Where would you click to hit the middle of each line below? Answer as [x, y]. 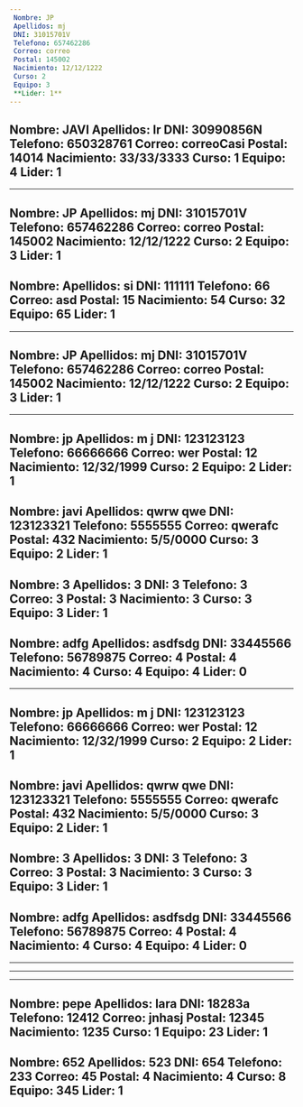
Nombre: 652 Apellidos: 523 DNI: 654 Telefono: [146, 1062]
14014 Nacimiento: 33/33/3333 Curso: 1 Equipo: [148, 157]
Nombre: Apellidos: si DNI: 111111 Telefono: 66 [140, 286]
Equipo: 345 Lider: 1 [66, 1091]
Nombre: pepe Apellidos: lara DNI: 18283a [130, 1004]
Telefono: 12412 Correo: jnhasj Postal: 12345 [137, 1017]
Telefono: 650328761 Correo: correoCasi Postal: [149, 144]
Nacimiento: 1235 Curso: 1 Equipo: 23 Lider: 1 [139, 1032]
